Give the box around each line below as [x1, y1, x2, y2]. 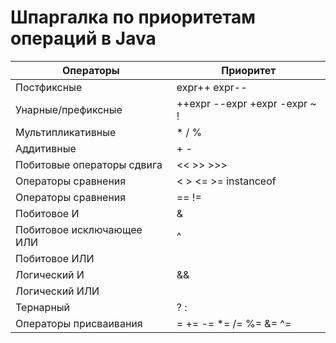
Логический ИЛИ [15, 284, 100, 298]
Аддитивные [15, 141, 77, 155]
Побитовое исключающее [15, 222, 143, 236]
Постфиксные [15, 80, 83, 94]
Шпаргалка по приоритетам [10, 6, 257, 29]
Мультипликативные [15, 125, 117, 139]
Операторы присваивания [15, 316, 143, 330]
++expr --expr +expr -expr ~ [176, 96, 317, 110]
